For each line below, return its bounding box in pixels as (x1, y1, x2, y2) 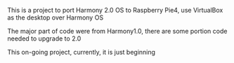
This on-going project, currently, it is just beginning (7, 48, 156, 56)
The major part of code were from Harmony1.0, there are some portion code (7, 27, 228, 35)
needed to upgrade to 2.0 (7, 34, 82, 43)
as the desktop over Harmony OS (7, 13, 104, 22)
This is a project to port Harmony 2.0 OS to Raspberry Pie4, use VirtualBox (7, 6, 223, 14)
